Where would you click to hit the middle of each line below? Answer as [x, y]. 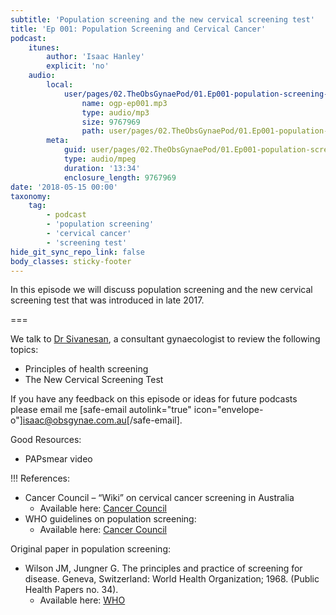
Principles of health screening [86, 369]
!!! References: [40, 478]
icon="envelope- [228, 410]
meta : [58, 141]
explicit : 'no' [78, 66]
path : [93, 131]
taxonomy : [31, 196]
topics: [24, 350]
